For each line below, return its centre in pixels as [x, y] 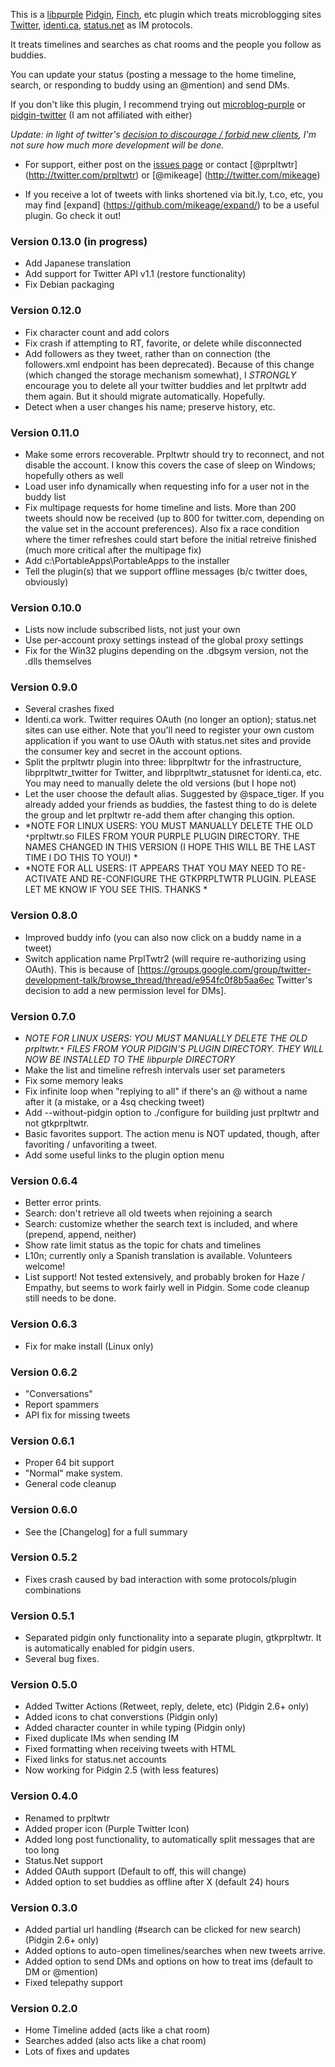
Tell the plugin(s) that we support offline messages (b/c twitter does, [166, 571]
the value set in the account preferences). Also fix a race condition [162, 528]
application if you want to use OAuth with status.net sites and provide [168, 741]
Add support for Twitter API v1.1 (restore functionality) [135, 274]
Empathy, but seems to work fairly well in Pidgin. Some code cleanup [167, 1288]
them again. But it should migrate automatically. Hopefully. [145, 396]
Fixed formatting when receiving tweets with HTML [130, 1749]
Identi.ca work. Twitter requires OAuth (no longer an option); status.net [170, 720]
